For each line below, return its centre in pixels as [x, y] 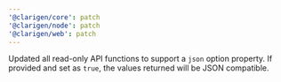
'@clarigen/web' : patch [52, 34]
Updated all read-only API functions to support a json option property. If [140, 59]
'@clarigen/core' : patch [54, 17]
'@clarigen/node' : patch [54, 26]
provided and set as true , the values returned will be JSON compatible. [139, 68]
